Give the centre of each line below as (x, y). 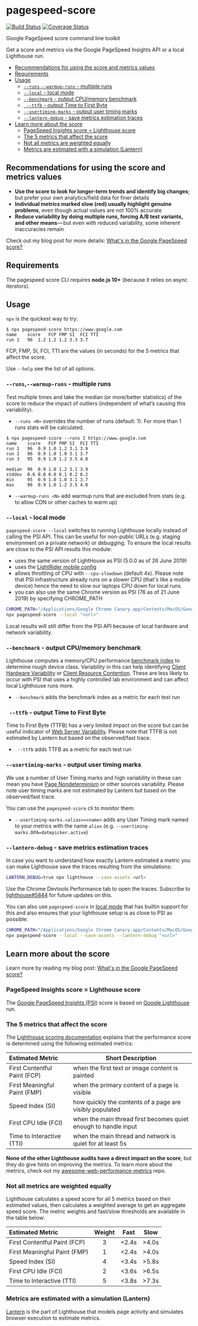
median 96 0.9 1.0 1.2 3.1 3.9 (47, 469)
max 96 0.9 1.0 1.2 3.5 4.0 (47, 485)
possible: (17, 919)
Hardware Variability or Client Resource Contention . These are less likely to (97, 673)
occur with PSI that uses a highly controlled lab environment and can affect (97, 680)
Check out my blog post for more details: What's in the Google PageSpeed (97, 240)
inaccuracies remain (39, 229)
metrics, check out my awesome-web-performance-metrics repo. (86, 1170)
